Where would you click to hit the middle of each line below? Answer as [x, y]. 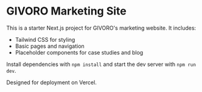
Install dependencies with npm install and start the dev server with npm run [101, 64]
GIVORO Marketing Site [66, 11]
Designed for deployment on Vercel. [52, 82]
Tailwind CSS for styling [45, 39]
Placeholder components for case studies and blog [79, 52]
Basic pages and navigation [50, 46]
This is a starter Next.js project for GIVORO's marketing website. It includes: [101, 28]
